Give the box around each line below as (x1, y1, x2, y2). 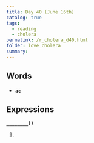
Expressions (6, 104, 55, 115)
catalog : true (6, 15, 42, 21)
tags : (6, 20, 20, 26)
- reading (12, 25, 36, 32)
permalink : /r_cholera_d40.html (6, 37, 88, 43)
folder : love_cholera (6, 43, 61, 49)
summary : (6, 48, 29, 55)
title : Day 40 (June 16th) (6, 8, 75, 15)
